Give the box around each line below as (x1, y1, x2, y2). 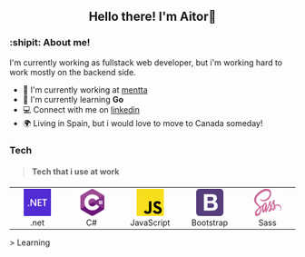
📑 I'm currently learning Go (22, 94, 124, 104)
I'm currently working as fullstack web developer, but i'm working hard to (9, 56, 283, 68)
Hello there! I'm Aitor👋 (88, 9, 217, 25)
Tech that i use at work (31, 166, 120, 177)
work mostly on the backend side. (9, 66, 136, 77)
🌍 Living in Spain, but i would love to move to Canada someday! (22, 117, 263, 128)
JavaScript (130, 217, 171, 228)
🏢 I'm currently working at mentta (22, 84, 148, 95)
